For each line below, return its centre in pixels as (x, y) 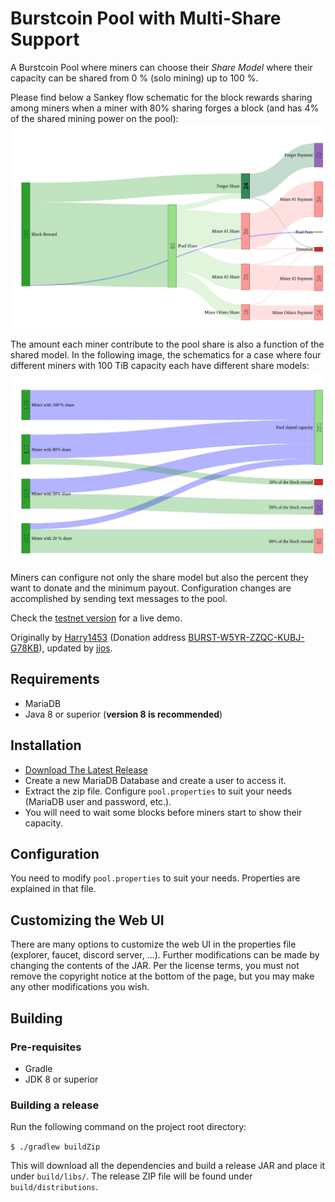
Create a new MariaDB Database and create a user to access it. (155, 780)
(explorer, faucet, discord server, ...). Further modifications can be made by (165, 955)
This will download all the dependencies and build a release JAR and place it (168, 1166)
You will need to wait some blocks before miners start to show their (163, 812)
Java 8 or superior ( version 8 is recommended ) (123, 714)
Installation (46, 745)
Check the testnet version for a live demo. (96, 618)
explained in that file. (53, 889)
